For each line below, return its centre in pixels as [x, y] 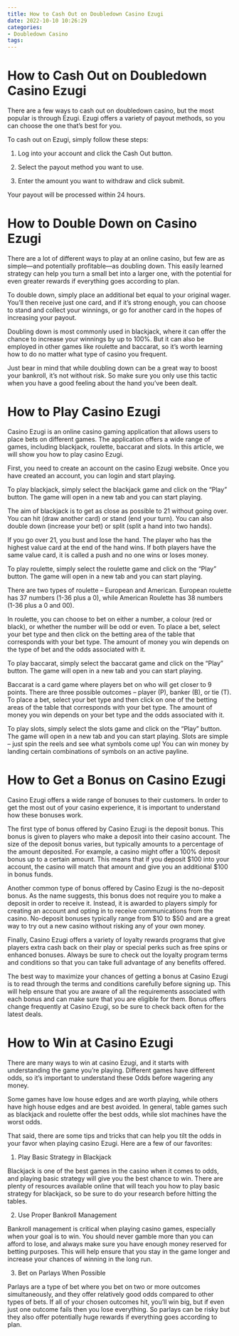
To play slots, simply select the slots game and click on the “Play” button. [115, 728]
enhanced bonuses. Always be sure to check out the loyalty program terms [117, 955]
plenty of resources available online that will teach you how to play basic [114, 1186]
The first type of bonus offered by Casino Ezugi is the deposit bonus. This [116, 829]
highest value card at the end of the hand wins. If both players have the [112, 547]
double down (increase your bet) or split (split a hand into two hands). [110, 526]
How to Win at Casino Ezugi [90, 1043]
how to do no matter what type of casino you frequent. [87, 354]
